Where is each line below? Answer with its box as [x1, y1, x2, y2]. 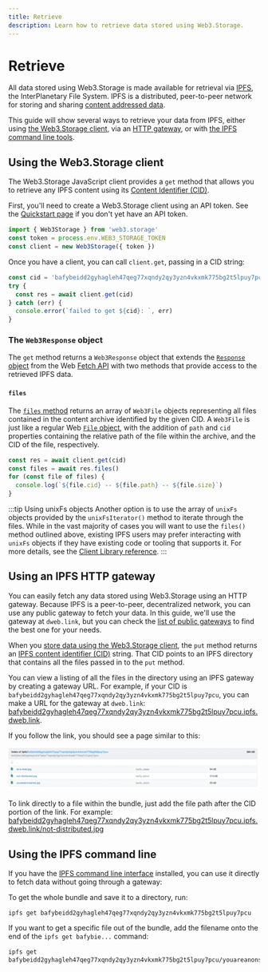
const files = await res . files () [8, 464, 120, 473]
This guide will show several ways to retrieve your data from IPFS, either [8, 116, 246, 125]
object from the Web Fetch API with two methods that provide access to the [8, 361, 258, 371]
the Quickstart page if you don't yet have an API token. [8, 209, 188, 219]
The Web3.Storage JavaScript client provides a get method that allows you [8, 177, 254, 187]
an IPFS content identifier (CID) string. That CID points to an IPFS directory [8, 649, 254, 658]
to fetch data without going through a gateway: [8, 877, 163, 887]
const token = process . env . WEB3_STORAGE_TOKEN [8, 234, 166, 243]
